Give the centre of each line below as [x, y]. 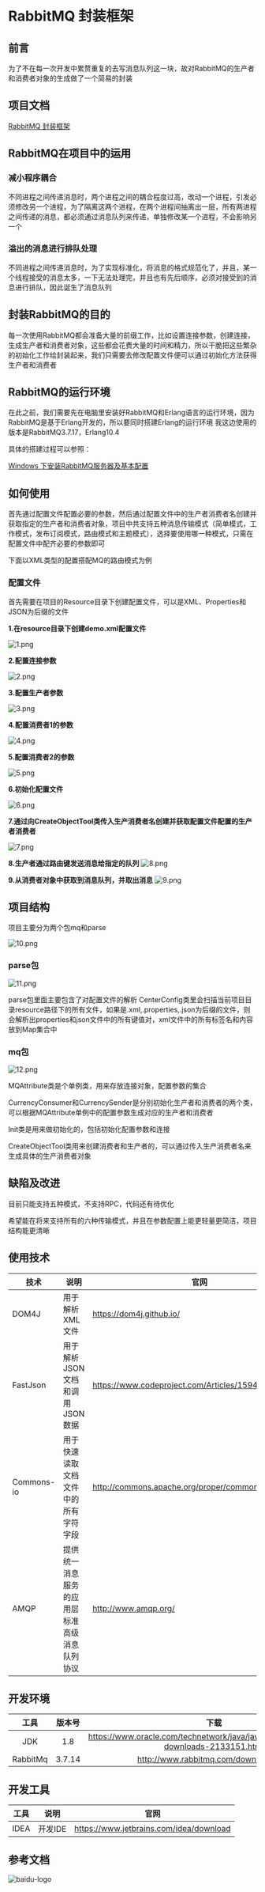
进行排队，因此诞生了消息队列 [63, 287]
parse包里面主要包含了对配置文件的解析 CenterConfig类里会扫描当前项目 [127, 999]
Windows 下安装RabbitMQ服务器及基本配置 [78, 466]
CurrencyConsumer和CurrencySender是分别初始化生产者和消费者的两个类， [132, 1102]
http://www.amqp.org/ [133, 1608]
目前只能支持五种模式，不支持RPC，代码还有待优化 [91, 1204]
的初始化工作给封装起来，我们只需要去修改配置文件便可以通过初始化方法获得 [132, 355]
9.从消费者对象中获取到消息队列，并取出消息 [81, 880]
